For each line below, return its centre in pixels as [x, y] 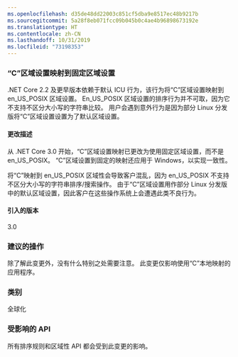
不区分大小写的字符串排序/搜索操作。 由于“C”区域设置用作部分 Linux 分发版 [117, 184]
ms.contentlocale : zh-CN [44, 34]
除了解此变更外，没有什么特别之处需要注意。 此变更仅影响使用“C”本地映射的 [119, 263]
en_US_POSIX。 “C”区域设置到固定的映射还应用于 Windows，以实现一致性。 [119, 160]
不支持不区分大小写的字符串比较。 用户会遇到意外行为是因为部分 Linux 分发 [118, 108]
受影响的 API [29, 329]
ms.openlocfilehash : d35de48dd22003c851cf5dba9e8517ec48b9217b [103, 14]
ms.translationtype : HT [43, 27]
